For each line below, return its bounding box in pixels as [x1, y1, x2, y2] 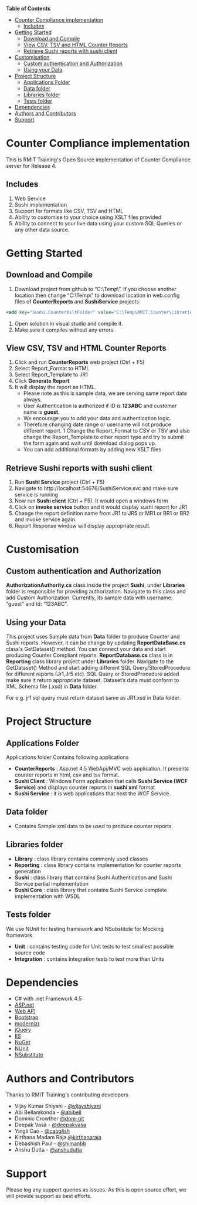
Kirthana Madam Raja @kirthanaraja [14, 1134, 101, 1141]
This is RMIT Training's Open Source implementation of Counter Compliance [6, 156, 191, 163]
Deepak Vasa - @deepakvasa [14, 1121, 87, 1129]
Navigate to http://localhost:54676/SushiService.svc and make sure [14, 485, 178, 492]
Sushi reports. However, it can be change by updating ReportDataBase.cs [6, 639, 186, 646]
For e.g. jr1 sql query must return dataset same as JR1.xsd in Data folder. [6, 694, 181, 701]
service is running [14, 491, 59, 498]
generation [14, 868, 41, 875]
